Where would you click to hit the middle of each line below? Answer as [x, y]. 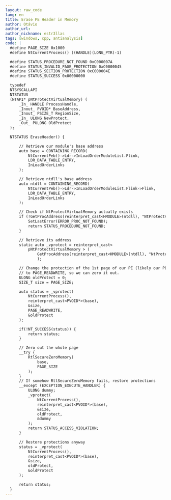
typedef [18, 85]
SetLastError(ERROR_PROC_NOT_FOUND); [68, 221]
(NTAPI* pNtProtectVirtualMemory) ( [49, 99]
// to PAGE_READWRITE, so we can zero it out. [69, 273]
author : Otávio [21, 24]
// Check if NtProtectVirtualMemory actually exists [76, 212]
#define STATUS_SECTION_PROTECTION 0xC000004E [60, 71]
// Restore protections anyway [52, 442]
